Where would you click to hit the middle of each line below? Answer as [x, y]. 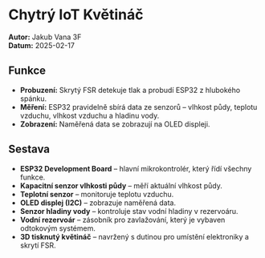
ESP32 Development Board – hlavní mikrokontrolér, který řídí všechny [136, 168]
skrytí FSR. [38, 245]
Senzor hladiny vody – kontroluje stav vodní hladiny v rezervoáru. [129, 211]
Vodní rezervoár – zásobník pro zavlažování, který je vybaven [122, 220]
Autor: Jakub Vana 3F [45, 37]
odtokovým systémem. [58, 228]
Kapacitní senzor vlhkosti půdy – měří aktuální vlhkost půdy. [121, 185]
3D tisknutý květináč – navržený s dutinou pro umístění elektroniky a [134, 236]
